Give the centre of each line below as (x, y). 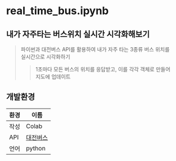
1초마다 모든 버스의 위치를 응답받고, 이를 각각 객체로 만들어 (103, 69)
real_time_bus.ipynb (57, 11)
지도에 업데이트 (53, 77)
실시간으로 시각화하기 (45, 57)
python (36, 148)
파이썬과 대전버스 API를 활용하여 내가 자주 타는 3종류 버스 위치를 (95, 49)
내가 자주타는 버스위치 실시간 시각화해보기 (78, 34)
